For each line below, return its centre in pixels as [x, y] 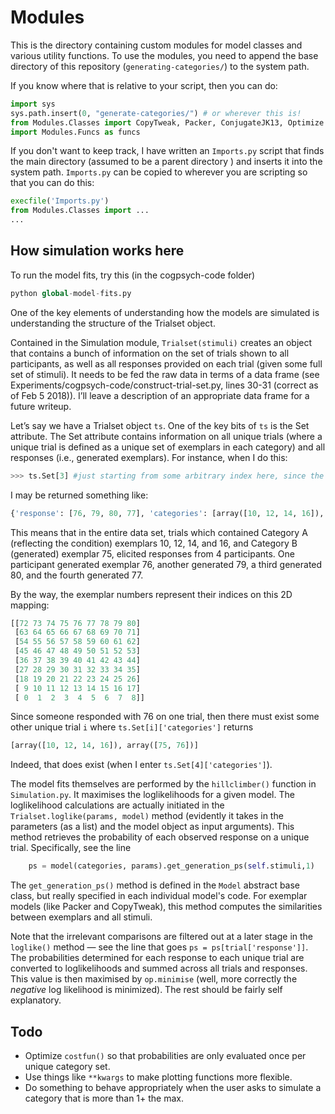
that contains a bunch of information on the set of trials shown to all [150, 353]
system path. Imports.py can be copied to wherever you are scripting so [159, 172]
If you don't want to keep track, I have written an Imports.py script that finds [167, 151]
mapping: [30, 605]
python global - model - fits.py [71, 293]
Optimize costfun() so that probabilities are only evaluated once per [165, 1055]
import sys [33, 104]
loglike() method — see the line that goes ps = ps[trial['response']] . [159, 947]
